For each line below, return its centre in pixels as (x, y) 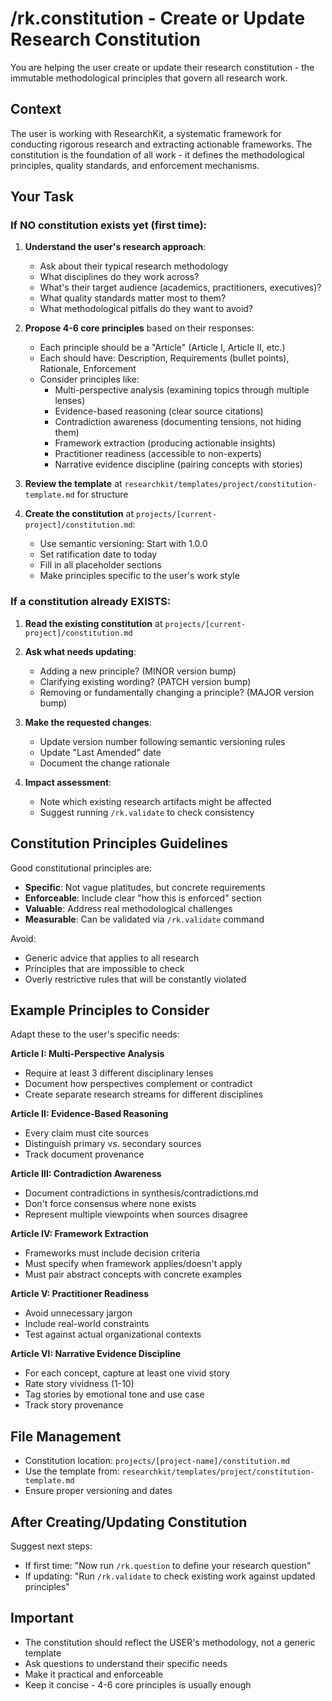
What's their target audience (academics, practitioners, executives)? (180, 288)
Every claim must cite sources (87, 1133)
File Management (66, 1436)
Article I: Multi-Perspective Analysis (87, 1054)
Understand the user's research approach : (115, 247)
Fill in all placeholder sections (100, 565)
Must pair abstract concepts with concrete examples (133, 1274)
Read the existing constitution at (93, 623)
